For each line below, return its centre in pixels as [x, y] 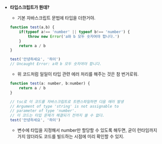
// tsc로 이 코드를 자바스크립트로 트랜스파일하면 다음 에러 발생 [67, 102]
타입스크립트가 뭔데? [29, 7]
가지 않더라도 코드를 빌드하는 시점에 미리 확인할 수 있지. [71, 136]
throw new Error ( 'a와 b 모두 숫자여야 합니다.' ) [74, 36]
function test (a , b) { [32, 27]
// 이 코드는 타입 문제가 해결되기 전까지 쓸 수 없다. [57, 116]
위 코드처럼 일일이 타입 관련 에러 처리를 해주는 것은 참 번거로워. [78, 74]
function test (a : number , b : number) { [50, 83]
